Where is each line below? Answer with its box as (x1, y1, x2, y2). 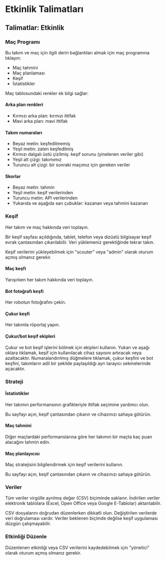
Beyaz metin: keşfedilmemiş (12, 141, 70, 147)
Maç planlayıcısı (5, 451, 40, 457)
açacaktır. (5, 366, 25, 372)
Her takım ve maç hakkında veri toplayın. (5, 224, 89, 230)
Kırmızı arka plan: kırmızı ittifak (12, 113, 76, 119)
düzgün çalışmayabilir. (5, 521, 51, 527)
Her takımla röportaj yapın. (5, 322, 60, 328)
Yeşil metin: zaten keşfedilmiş (12, 146, 73, 152)
